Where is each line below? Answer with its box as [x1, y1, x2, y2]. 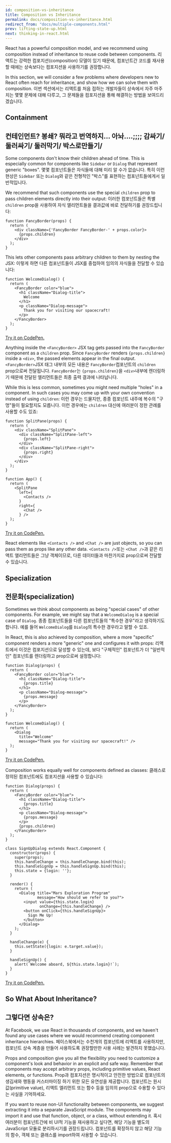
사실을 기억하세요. [10, 1091, 46, 1097]
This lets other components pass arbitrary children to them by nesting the [5, 254, 160, 260]
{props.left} [23, 436, 51, 442]
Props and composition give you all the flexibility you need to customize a [5, 1055, 159, 1061]
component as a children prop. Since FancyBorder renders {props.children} [5, 350, 165, 356]
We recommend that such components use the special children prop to [5, 189, 156, 196]
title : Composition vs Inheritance [5, 12, 81, 17]
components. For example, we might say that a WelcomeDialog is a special [5, 611, 159, 618]
